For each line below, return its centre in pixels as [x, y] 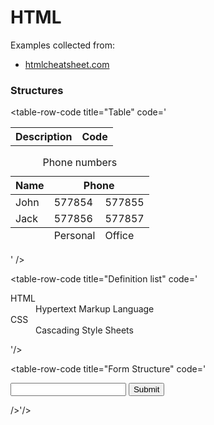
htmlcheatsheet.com [67, 64]
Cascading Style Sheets [84, 330]
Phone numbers [80, 163]
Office [119, 236]
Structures [37, 90]
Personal [74, 236]
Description [44, 137]
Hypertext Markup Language [95, 309]
